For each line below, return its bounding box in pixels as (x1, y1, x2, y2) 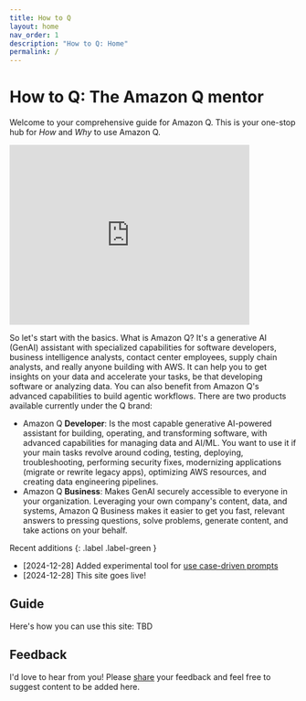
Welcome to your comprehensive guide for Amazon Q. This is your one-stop (9, 117, 296, 128)
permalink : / (9, 48, 59, 57)
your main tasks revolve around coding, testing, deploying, (22, 447, 244, 458)
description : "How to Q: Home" (9, 38, 129, 48)
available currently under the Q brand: (9, 400, 153, 411)
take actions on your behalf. (22, 525, 128, 536)
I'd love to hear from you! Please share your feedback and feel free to (9, 671, 271, 682)
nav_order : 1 (9, 30, 59, 39)
